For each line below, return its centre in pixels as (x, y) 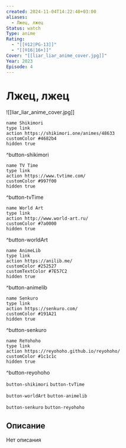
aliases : (17, 17)
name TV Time (22, 166)
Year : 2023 (20, 61)
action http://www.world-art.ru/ (47, 219)
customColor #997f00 (32, 181)
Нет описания (24, 440)
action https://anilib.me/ (39, 261)
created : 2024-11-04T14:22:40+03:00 (51, 12)
